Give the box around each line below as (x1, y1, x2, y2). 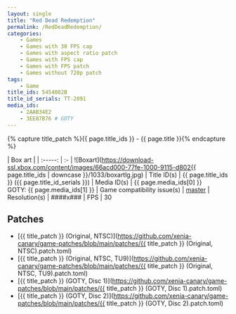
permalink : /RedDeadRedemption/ (7, 23, 102, 30)
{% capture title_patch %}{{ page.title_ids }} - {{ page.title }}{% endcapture (7, 134, 226, 143)
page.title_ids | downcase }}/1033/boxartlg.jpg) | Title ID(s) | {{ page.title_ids (7, 170, 228, 179)
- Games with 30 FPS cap (20, 43, 93, 50)
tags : (7, 75, 23, 83)
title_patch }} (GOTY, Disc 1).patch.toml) (106, 284, 223, 293)
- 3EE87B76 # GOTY (20, 115, 74, 122)
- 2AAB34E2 (20, 108, 52, 115)
